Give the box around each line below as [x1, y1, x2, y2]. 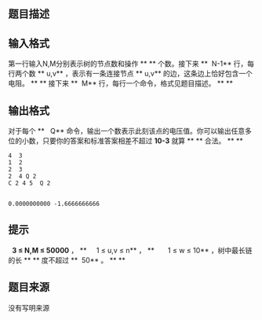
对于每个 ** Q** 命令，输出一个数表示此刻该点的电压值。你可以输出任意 [8, 127, 246, 136]
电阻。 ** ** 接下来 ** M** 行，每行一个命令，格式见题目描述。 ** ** [8, 79, 234, 88]
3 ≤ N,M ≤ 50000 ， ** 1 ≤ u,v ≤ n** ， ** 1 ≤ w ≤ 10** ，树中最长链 [11, 245, 253, 255]
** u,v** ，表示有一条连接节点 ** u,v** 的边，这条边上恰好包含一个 [37, 69, 253, 79]
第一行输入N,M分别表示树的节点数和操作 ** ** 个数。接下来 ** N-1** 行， [8, 59, 248, 68]
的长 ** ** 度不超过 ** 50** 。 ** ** [8, 255, 126, 265]
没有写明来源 [8, 303, 49, 312]
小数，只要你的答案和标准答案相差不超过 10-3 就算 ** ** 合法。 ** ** [21, 136, 243, 145]
